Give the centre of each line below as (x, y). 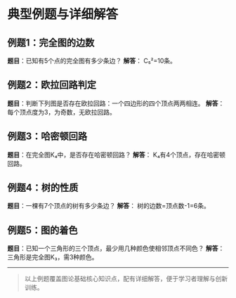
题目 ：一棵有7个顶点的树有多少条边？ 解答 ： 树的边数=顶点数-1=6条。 (109, 206)
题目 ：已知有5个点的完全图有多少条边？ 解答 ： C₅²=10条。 (92, 61)
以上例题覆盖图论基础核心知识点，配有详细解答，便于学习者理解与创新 (126, 279)
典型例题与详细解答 (63, 14)
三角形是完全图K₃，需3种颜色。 (53, 257)
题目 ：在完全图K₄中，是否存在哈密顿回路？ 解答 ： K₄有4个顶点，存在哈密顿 (117, 155)
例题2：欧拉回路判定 (52, 85)
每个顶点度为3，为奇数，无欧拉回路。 (61, 112)
